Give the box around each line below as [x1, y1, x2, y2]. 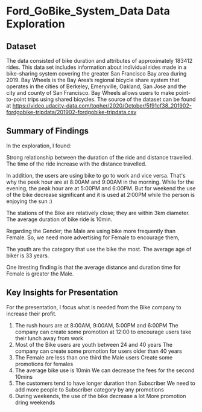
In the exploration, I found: [6, 142, 72, 149]
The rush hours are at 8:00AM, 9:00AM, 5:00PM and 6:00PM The [14, 321, 179, 329]
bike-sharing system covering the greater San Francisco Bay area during [6, 70, 187, 77]
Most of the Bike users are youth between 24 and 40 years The [14, 341, 173, 348]
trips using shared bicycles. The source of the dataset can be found [27, 95, 196, 103]
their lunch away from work [14, 334, 83, 342]
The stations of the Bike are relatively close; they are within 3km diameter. [6, 209, 190, 216]
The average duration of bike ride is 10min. [6, 216, 113, 223]
